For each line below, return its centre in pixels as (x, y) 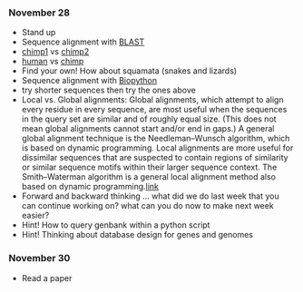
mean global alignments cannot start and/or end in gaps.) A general (148, 129)
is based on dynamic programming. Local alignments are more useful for (157, 148)
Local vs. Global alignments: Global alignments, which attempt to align (152, 100)
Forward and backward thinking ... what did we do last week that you (150, 196)
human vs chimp (53, 62)
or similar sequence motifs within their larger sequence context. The (149, 167)
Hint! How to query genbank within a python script (116, 225)
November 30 (39, 258)
